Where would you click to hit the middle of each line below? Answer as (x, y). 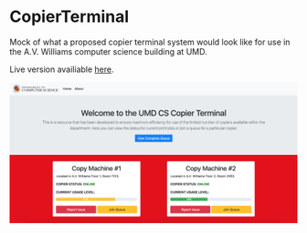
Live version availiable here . (62, 69)
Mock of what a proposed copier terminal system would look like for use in (150, 42)
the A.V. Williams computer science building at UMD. (108, 51)
